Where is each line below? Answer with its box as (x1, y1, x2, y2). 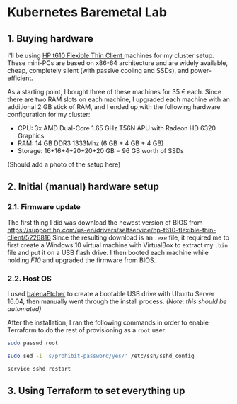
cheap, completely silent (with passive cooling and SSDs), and (7, 67, 190, 74)
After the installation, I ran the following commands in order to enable (7, 318, 209, 327)
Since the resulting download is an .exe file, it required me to (52, 233, 230, 242)
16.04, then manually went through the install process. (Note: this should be (7, 297, 228, 305)
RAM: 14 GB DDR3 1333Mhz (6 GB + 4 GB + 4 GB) (17, 139, 164, 147)
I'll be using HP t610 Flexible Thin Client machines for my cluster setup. (7, 51, 214, 60)
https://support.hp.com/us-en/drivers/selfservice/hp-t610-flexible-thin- (7, 225, 216, 234)
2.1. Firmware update (7, 202, 81, 212)
